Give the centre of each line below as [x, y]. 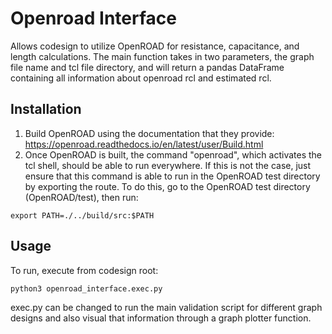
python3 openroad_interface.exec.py [86, 288]
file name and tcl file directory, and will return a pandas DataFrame [147, 67]
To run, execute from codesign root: [84, 270]
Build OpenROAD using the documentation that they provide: [149, 133]
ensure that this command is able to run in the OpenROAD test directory [172, 176]
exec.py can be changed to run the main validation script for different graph [166, 307]
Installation [46, 109]
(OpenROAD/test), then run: [81, 197]
